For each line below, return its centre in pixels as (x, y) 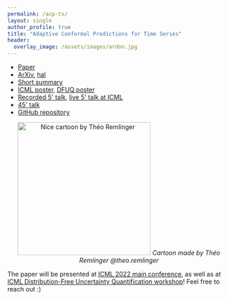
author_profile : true (39, 27)
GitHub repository (44, 112)
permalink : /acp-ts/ (38, 14)
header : (19, 40)
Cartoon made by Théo (186, 253)
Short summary (40, 82)
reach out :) (24, 289)
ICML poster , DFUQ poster (56, 90)
